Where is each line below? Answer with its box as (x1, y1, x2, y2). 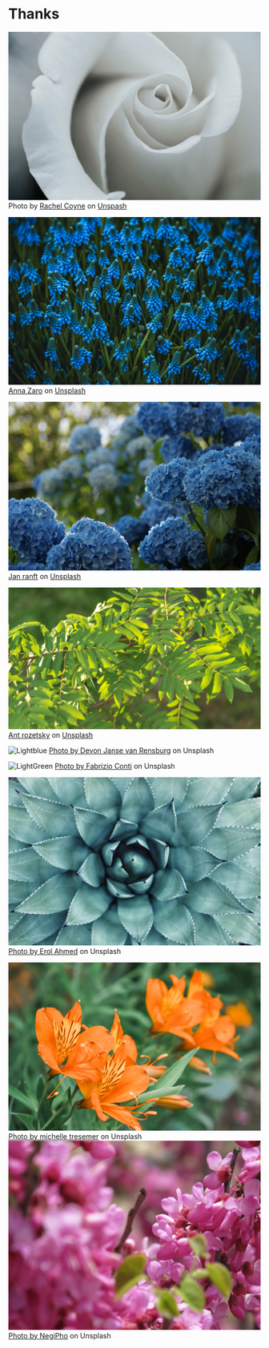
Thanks (8, 5, 60, 23)
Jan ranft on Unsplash (8, 571, 82, 581)
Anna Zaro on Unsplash (8, 385, 86, 395)
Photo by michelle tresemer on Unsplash (8, 1131, 143, 1141)
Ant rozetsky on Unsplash (8, 730, 94, 740)
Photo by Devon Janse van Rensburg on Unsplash (49, 746, 215, 755)
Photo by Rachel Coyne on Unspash (8, 201, 127, 211)
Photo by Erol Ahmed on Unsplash (8, 947, 122, 956)
